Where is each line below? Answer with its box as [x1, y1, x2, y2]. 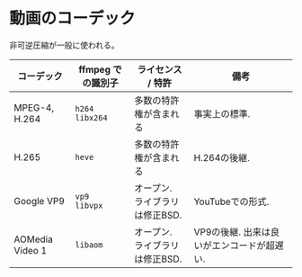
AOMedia [13, 233, 54, 246]
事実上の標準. [193, 107, 251, 120]
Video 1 [13, 244, 48, 256]
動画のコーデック [9, 8, 137, 29]
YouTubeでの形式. [193, 195, 270, 208]
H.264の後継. [193, 151, 250, 164]
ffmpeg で [78, 63, 123, 76]
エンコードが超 [211, 239, 276, 252]
